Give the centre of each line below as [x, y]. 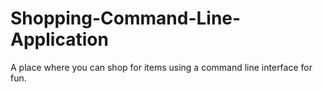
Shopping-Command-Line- [126, 18]
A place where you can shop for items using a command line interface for [161, 67]
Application [59, 39]
